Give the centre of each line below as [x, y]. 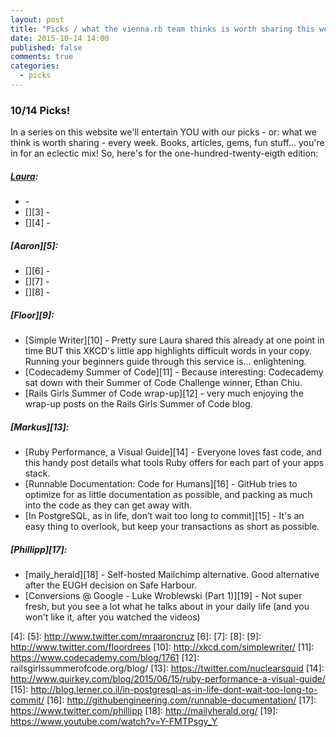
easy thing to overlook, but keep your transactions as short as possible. [172, 527]
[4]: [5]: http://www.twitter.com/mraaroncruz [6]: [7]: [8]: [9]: [136, 637]
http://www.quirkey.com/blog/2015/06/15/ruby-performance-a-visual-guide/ [168, 679]
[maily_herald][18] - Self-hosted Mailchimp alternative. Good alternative [172, 575]
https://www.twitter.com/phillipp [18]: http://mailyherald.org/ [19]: [144, 711]
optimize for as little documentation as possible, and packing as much [168, 495]
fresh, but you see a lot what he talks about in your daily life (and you [167, 607]
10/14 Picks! [40, 110]
